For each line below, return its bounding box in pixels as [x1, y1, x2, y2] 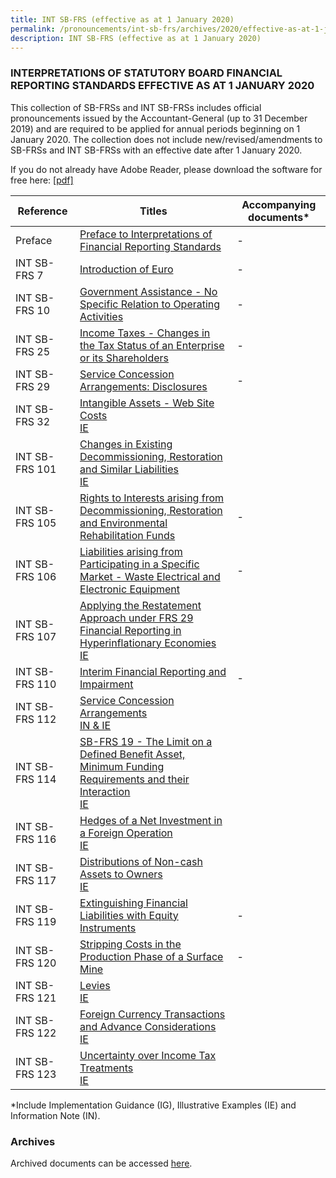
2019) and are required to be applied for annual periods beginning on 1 [10, 122, 301, 135]
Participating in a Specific [79, 557, 200, 571]
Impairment [79, 677, 134, 691]
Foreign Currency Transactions [79, 1007, 226, 1021]
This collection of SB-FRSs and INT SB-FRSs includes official [10, 101, 262, 113]
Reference [17, 204, 68, 218]
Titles [139, 204, 168, 218]
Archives [10, 1134, 56, 1148]
